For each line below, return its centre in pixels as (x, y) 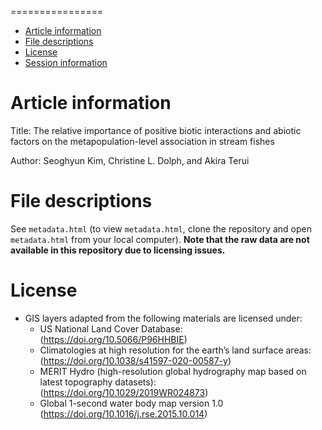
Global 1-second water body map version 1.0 (131, 403)
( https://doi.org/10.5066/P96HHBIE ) (113, 339)
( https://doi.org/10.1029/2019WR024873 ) (124, 392)
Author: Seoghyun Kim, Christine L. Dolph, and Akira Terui (130, 160)
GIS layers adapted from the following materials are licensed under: (163, 318)
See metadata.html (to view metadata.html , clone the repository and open (161, 228)
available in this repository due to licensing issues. (118, 250)
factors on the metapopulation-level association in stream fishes (142, 141)
